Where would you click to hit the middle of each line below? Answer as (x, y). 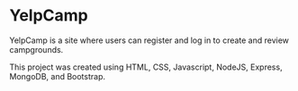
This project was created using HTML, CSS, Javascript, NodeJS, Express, (146, 67)
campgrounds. (36, 49)
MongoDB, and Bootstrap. (58, 76)
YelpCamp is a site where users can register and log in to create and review (149, 40)
